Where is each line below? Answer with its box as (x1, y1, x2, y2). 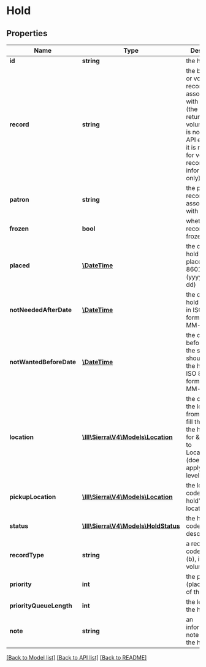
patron (9, 196, 29, 204)
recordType (9, 551, 45, 559)
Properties (6, 28, 48, 39)
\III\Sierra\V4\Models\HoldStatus (82, 522, 180, 530)
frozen (9, 224, 29, 233)
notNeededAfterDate (9, 306, 72, 314)
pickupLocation (9, 493, 56, 501)
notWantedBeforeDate (9, 358, 77, 366)
